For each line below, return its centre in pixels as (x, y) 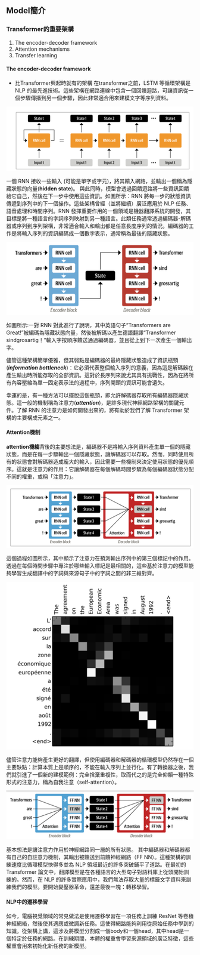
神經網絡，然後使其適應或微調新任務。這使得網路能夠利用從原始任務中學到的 (100, 923)
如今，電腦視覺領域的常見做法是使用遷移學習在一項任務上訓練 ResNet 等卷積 (100, 916)
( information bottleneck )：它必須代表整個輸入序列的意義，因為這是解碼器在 (100, 367)
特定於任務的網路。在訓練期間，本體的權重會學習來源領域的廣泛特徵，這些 (102, 938)
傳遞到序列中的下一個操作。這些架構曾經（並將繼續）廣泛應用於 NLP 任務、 (99, 203)
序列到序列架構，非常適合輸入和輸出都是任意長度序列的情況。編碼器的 (102, 226)
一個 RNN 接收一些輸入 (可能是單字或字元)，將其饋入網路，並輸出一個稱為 (97, 181)
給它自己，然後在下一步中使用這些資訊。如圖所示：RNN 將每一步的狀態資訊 (99, 196)
